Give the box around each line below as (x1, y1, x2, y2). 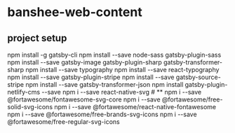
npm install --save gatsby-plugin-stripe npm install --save (7, 73, 175, 81)
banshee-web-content (7, 4, 142, 20)
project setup (7, 32, 67, 44)
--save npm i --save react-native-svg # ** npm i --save (41, 88, 202, 96)
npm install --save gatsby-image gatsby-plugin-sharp (7, 58, 163, 66)
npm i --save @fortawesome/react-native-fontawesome (53, 103, 217, 111)
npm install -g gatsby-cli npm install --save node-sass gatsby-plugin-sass (7, 50, 222, 59)
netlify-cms (7, 88, 41, 96)
